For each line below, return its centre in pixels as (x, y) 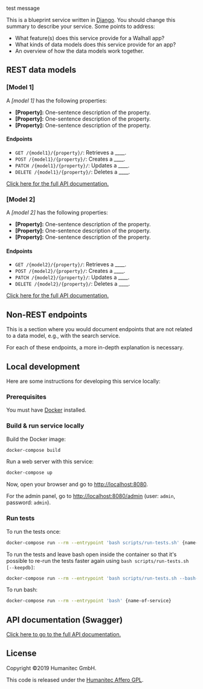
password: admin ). (29, 503)
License (21, 654)
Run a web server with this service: (50, 462)
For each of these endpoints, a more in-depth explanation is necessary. (95, 348)
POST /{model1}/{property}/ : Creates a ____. (70, 159)
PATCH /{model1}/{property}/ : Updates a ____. (72, 165)
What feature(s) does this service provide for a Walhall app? (90, 38)
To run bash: (22, 590)
